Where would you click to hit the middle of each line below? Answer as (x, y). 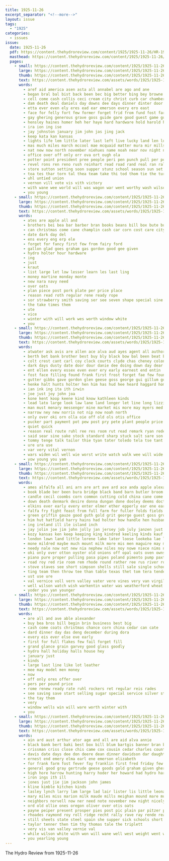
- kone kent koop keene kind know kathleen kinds (76, 398)
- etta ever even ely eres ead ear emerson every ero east (87, 108)
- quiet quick (38, 426)
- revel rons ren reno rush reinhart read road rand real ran (90, 164)
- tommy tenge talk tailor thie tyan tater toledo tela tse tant (93, 441)
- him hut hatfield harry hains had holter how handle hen (87, 520)
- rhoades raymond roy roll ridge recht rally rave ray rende (90, 815)
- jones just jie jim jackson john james (67, 782)
